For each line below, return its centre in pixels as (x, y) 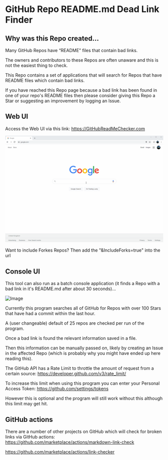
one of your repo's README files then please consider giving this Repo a (80, 95)
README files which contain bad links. (45, 80)
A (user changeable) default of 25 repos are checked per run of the (75, 323)
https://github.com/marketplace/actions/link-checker (60, 452)
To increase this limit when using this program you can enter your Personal (82, 383)
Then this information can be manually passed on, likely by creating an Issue (84, 348)
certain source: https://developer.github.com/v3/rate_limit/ (66, 374)
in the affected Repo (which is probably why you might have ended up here (83, 353)
